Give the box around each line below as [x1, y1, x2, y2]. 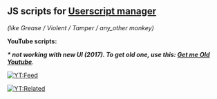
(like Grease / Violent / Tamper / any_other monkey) [7, 23, 154, 32]
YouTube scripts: [7, 37, 57, 45]
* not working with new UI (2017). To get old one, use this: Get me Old [7, 50, 210, 58]
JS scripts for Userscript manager [7, 5, 157, 17]
